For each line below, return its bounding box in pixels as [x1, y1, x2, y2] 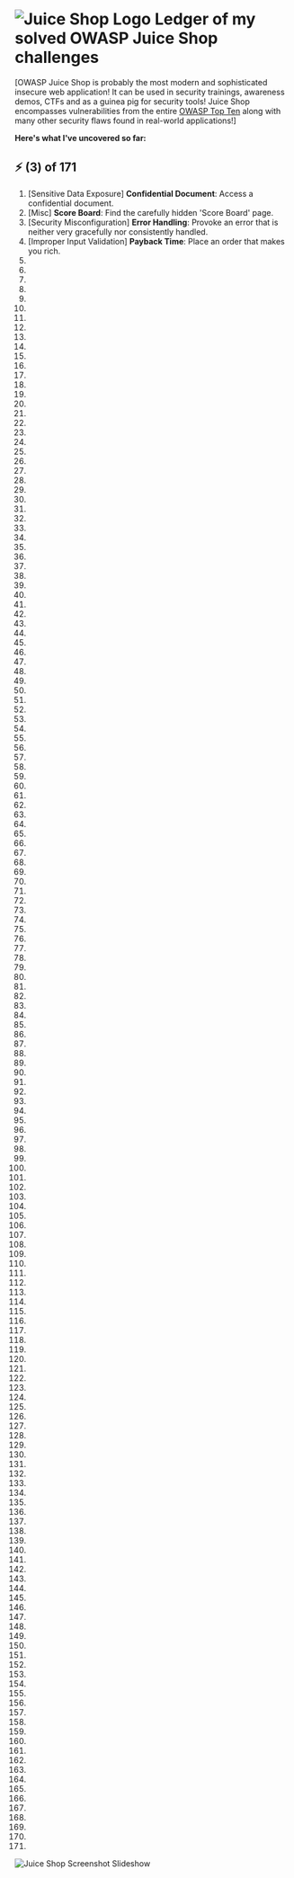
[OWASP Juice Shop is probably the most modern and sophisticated [14, 76, 268, 87]
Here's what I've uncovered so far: [14, 132, 147, 143]
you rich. [27, 245, 61, 256]
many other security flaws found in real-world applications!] [14, 115, 236, 126]
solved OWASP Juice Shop [14, 28, 218, 49]
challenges [14, 48, 100, 67]
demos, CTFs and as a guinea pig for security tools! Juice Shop [14, 95, 250, 107]
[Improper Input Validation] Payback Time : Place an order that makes [27, 236, 286, 246]
